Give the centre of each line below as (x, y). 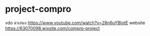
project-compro (38, 9)
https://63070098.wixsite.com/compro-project (53, 28)
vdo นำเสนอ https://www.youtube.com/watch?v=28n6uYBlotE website (75, 23)
